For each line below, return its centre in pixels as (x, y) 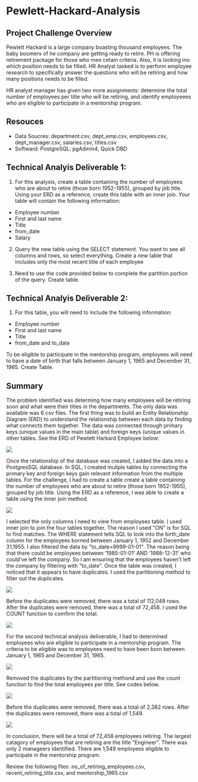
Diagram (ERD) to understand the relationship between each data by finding (99, 419)
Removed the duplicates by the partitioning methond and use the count (93, 678)
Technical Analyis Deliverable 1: (66, 168)
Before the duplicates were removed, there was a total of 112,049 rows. (93, 601)
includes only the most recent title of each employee (79, 262)
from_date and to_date (42, 343)
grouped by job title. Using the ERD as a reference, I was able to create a (95, 493)
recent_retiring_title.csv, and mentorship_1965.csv (67, 773)
